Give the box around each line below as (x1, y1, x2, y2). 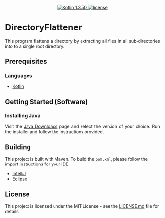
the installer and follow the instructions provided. (5, 129, 104, 135)
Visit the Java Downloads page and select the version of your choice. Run (5, 123, 160, 130)
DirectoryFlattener (5, 22, 82, 33)
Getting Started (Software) (5, 98, 88, 106)
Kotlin (12, 83, 24, 89)
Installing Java (5, 112, 41, 119)
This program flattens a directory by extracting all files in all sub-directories (5, 38, 160, 44)
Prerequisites (5, 57, 47, 66)
